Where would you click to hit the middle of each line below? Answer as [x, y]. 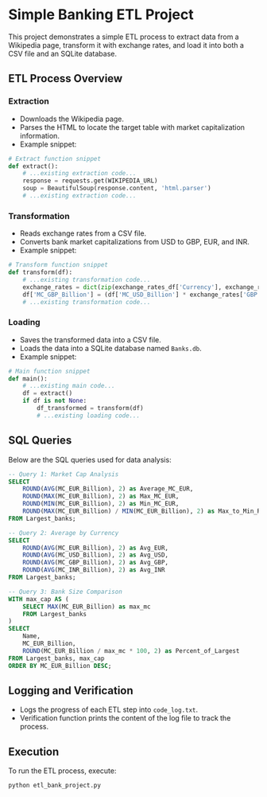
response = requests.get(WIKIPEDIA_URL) [90, 181]
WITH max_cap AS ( [39, 599]
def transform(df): [41, 272]
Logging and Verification [71, 690]
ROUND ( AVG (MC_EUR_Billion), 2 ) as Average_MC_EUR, [108, 489]
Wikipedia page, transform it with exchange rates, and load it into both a [126, 45]
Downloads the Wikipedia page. [72, 119]
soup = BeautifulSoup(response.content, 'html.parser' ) [117, 189]
